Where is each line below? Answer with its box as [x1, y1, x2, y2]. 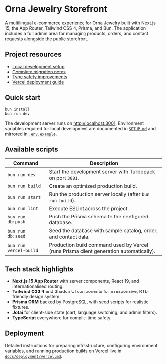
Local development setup [12, 63, 65, 69]
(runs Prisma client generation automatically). [49, 248, 156, 255]
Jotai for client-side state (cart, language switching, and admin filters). [12, 309, 158, 315]
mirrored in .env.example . [5, 131, 57, 137]
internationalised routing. [12, 283, 64, 289]
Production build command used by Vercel [49, 242, 148, 249]
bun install [5, 107, 30, 112]
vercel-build [7, 248, 39, 254]
